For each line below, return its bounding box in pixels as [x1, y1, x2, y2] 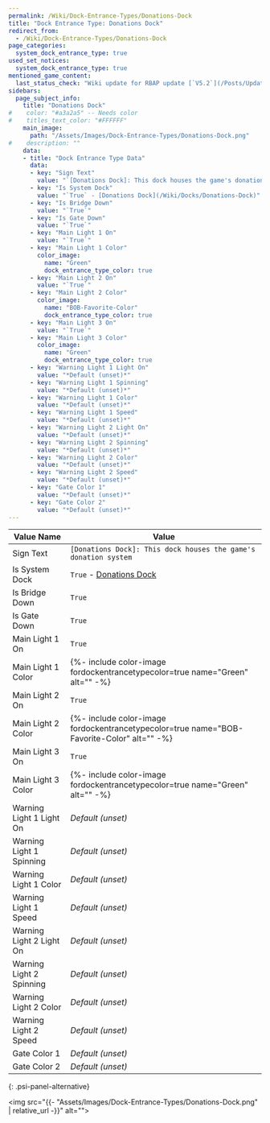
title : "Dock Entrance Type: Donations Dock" [8, 19, 163, 27]
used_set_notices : [8, 57, 70, 65]
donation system [70, 553, 133, 562]
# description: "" [8, 138, 81, 147]
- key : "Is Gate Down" [29, 214, 106, 222]
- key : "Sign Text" [29, 169, 95, 177]
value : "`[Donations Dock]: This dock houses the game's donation [37, 176, 264, 185]
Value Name [13, 531, 62, 543]
